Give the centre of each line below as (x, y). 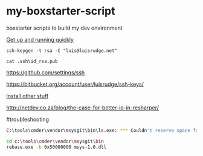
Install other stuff (27, 96)
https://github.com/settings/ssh (46, 72)
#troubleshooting (28, 119)
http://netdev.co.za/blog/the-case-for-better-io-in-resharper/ (82, 108)
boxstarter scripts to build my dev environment (64, 28)
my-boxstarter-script (61, 11)
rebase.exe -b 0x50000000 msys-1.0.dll (56, 147)
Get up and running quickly (40, 39)
